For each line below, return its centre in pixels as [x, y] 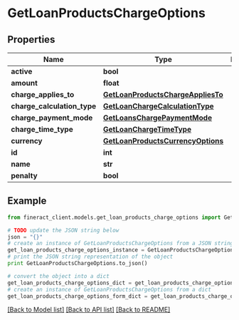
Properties [31, 40]
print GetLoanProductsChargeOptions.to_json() [78, 264]
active [22, 71]
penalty [24, 176]
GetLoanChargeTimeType [147, 129]
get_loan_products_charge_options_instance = [76, 250]
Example [27, 201]
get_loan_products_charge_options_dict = [70, 283]
